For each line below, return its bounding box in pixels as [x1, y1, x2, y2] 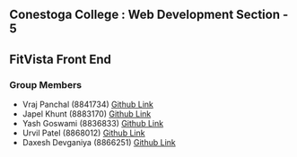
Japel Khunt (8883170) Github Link [22, 109, 152, 119]
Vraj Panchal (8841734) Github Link [22, 99, 154, 110]
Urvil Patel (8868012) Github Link [22, 127, 145, 138]
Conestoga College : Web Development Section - [9, 7, 289, 22]
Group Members [9, 78, 83, 91]
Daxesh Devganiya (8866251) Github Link [22, 137, 177, 148]
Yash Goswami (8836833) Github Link [22, 118, 164, 129]
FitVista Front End [9, 51, 112, 66]
